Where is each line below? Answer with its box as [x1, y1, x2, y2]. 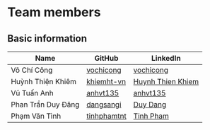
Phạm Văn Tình [11, 111, 62, 121]
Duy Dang [133, 100, 167, 110]
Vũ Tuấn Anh [11, 88, 54, 97]
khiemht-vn [86, 77, 126, 86]
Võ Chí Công [11, 65, 53, 75]
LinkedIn [151, 54, 182, 63]
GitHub [94, 54, 119, 63]
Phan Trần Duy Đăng [11, 100, 80, 110]
